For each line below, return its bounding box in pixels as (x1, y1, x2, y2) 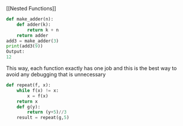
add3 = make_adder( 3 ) (6, 38, 59, 44)
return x (16, 99, 38, 104)
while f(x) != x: (16, 87, 59, 93)
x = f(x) (27, 93, 49, 99)
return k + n (27, 27, 59, 33)
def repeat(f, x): (6, 82, 51, 88)
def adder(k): (16, 22, 51, 27)
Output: (6, 49, 25, 55)
